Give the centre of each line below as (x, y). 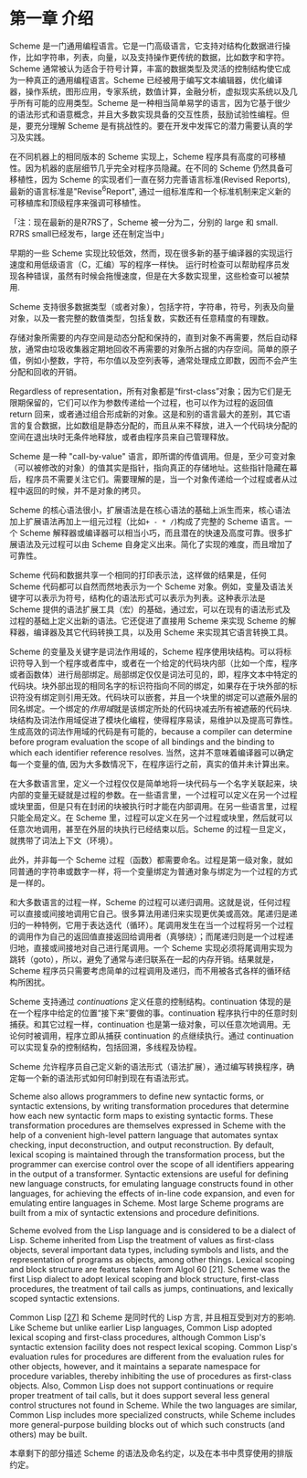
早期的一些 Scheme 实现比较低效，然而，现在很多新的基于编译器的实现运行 (151, 253)
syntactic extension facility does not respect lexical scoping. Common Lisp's (153, 1346)
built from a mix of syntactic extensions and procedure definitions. (134, 1212)
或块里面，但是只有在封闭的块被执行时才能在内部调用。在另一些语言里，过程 (153, 806)
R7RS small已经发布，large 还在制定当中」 (89, 233)
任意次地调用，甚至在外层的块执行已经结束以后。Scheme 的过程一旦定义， (150, 829)
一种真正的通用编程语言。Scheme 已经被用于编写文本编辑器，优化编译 (150, 79)
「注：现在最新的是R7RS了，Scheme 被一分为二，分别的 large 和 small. (144, 222)
